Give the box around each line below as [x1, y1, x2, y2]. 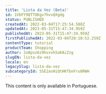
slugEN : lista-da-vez [5, 54, 51, 60]
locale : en [5, 59, 28, 65]
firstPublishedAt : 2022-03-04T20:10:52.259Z [5, 36, 101, 41]
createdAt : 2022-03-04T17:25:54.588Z [5, 21, 85, 27]
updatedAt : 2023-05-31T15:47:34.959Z [5, 26, 85, 32]
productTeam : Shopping [5, 45, 53, 50]
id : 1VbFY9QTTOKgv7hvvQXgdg [5, 12, 65, 17]
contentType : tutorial [5, 41, 53, 46]
